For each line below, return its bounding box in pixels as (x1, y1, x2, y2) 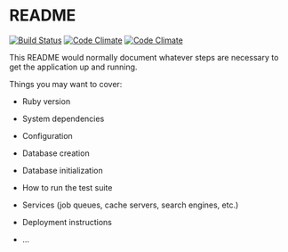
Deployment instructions (21, 216, 113, 227)
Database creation (21, 148, 91, 159)
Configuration (21, 130, 73, 141)
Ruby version (21, 95, 71, 107)
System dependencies (21, 113, 105, 124)
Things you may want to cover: (9, 78, 123, 89)
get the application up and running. (9, 61, 138, 72)
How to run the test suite (21, 182, 113, 192)
